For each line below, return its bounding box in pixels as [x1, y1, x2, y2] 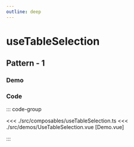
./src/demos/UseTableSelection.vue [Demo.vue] [6, 124, 124, 131]
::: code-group [6, 106, 42, 113]
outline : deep [6, 8, 42, 15]
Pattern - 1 [6, 58, 45, 69]
